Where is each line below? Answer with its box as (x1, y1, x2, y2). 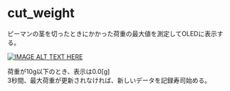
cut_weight (7, 5, 75, 21)
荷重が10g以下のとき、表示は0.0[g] (7, 67, 110, 75)
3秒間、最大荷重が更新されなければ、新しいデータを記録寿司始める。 (7, 76, 211, 85)
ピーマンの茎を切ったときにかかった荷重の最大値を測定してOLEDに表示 (7, 29, 217, 38)
